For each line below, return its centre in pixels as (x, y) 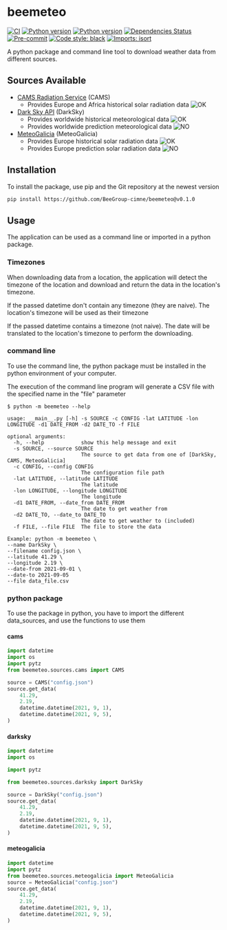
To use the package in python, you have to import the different (96, 614)
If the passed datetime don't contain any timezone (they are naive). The (108, 305)
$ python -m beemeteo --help (49, 407)
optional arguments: (37, 436)
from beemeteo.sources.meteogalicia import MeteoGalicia (90, 876)
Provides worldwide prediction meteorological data (99, 126)
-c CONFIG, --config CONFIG (54, 466)
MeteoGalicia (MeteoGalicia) (57, 133)
